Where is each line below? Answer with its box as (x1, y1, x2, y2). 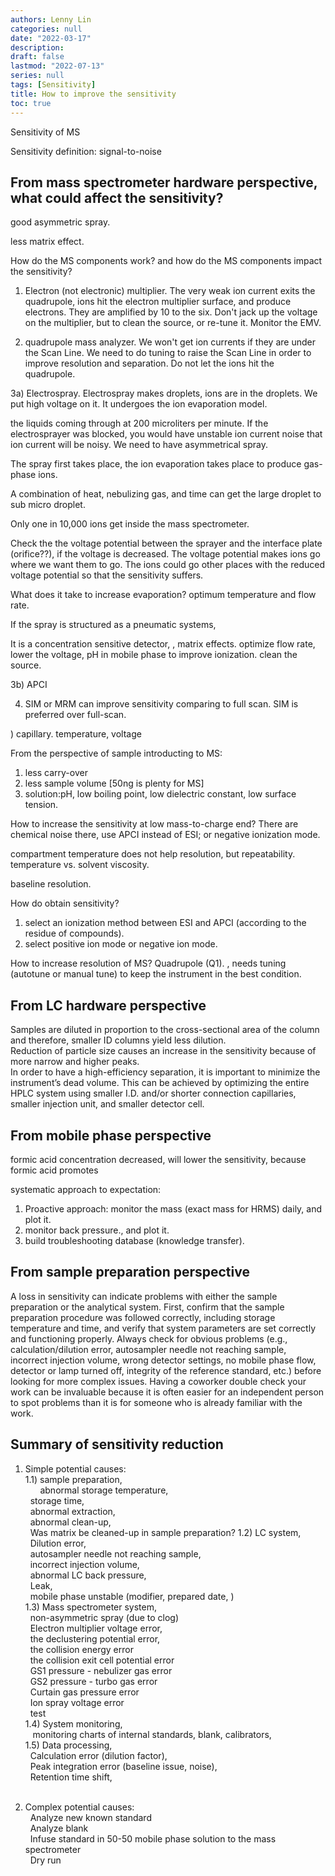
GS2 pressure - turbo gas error (29, 1675, 158, 1687)
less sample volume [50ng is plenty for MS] (24, 777, 205, 790)
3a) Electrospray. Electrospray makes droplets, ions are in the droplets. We (10, 387, 318, 400)
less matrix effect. (10, 236, 85, 248)
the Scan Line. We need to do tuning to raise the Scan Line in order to (24, 347, 312, 359)
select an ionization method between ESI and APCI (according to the (24, 917, 307, 929)
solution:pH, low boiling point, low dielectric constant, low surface (24, 788, 297, 800)
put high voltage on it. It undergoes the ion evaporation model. (10, 398, 268, 410)
